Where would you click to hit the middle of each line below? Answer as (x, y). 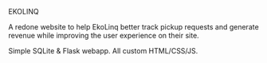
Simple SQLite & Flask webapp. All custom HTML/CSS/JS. (103, 51)
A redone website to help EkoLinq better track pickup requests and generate (133, 27)
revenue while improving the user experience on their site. (104, 35)
